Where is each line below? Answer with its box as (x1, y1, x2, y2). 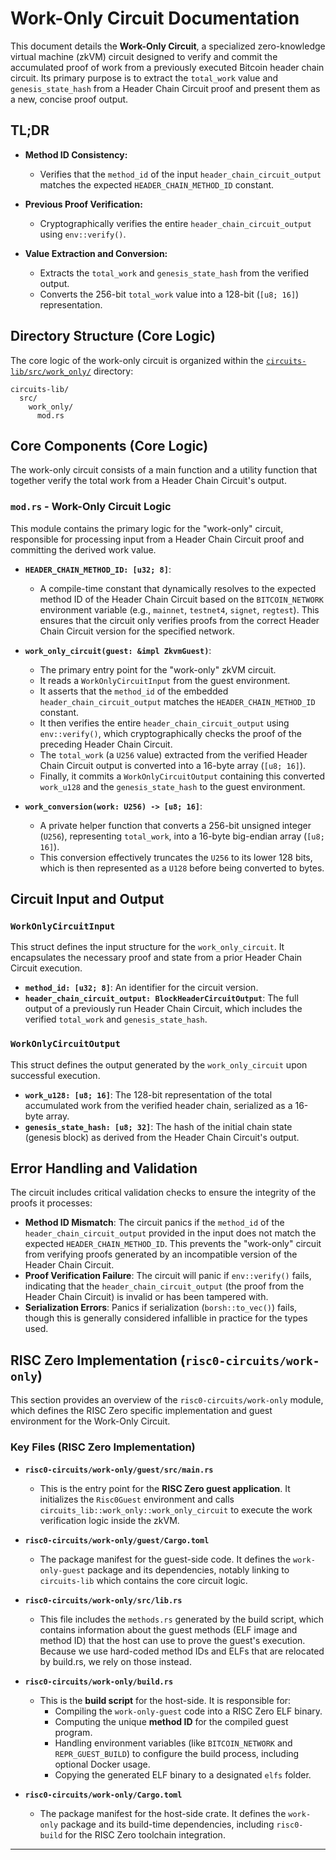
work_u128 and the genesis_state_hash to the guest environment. (39, 780, 306, 792)
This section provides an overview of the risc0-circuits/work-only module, (10, 1394, 324, 1406)
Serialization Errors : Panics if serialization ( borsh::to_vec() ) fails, (24, 1302, 298, 1314)
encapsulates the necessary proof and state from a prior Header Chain (10, 952, 303, 964)
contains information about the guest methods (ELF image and (39, 1623, 298, 1636)
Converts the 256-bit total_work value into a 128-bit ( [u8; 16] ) (39, 288, 300, 300)
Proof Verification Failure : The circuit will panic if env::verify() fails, (24, 1270, 312, 1282)
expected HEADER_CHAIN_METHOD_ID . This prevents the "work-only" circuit (24, 1238, 322, 1250)
